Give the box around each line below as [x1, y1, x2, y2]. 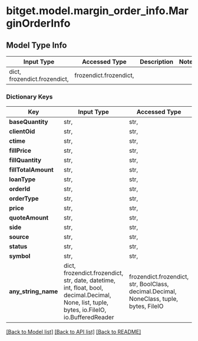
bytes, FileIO [128, 302, 164, 310]
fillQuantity [9, 156, 42, 165]
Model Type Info [6, 40, 67, 50]
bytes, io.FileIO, [64, 306, 107, 314]
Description [140, 58, 174, 65]
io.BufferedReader [64, 313, 114, 322]
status [9, 242, 28, 251]
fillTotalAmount [9, 166, 54, 174]
